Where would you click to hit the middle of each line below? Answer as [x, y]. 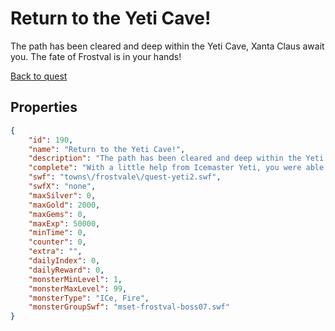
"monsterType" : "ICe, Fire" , [89, 298]
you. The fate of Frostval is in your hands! [96, 56]
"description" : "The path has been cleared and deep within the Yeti [176, 158]
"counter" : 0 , [57, 242]
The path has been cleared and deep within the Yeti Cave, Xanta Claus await [167, 46]
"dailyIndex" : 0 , [64, 261]
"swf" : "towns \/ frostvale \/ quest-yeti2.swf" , [125, 177]
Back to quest [39, 76]
